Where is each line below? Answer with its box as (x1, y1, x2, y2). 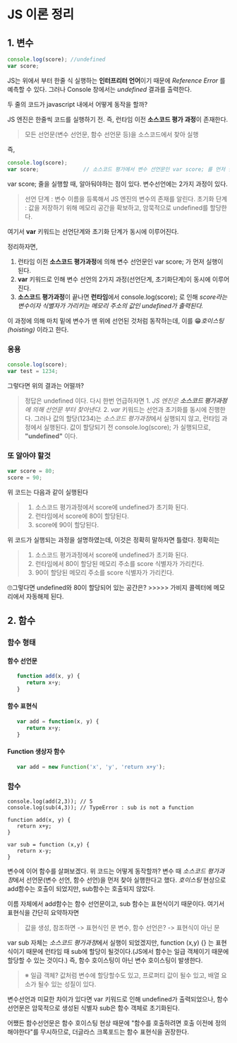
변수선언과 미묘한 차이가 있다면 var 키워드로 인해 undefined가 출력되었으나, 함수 (7, 994, 229, 1003)
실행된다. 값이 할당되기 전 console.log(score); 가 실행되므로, (43, 423, 211, 431)
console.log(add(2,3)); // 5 (7, 798, 93, 805)
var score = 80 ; (7, 467, 55, 474)
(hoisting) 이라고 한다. (7, 325, 69, 334)
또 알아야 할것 (7, 451, 51, 461)
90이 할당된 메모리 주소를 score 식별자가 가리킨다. (35, 568, 174, 577)
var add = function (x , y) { (16, 718, 99, 725)
